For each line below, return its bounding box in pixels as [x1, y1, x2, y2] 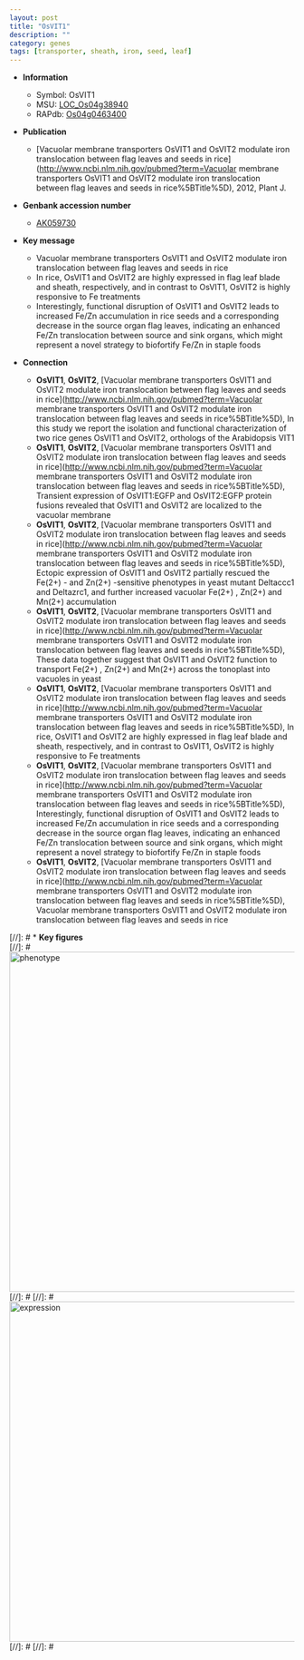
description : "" [9, 30, 71, 39]
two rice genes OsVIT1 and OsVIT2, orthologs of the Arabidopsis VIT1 [35, 433, 295, 444]
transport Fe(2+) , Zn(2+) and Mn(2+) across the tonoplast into [35, 664, 271, 675]
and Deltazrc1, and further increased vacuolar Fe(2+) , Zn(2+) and [35, 587, 282, 598]
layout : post [9, 13, 59, 23]
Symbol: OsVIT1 [35, 90, 95, 101]
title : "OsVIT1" [9, 22, 71, 31]
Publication [22, 126, 67, 137]
